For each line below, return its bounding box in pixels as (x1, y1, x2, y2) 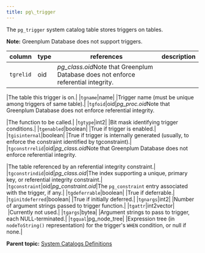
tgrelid (9, 71, 32, 78)
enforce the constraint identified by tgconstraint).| (6, 138, 132, 145)
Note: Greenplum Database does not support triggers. (6, 37, 143, 45)
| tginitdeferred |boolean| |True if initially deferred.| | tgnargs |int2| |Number (6, 195, 195, 203)
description (161, 52, 196, 61)
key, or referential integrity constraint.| (6, 176, 103, 183)
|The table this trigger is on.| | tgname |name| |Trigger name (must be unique (6, 93, 194, 101)
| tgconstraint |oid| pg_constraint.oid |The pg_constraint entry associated (6, 182, 188, 190)
